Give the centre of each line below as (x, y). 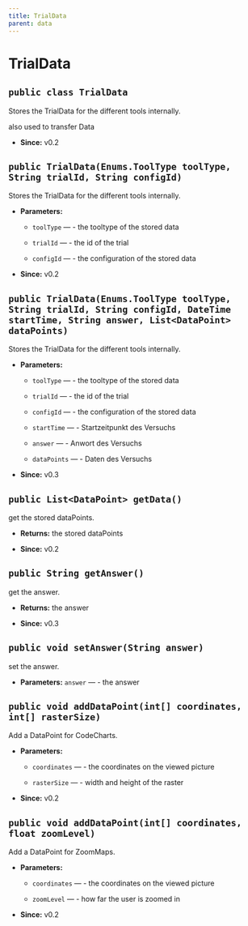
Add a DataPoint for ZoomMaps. (62, 852)
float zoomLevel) (52, 833)
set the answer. (34, 666)
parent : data (30, 23)
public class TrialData (68, 92)
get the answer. (34, 591)
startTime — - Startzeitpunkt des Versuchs (104, 428)
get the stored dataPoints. (51, 517)
